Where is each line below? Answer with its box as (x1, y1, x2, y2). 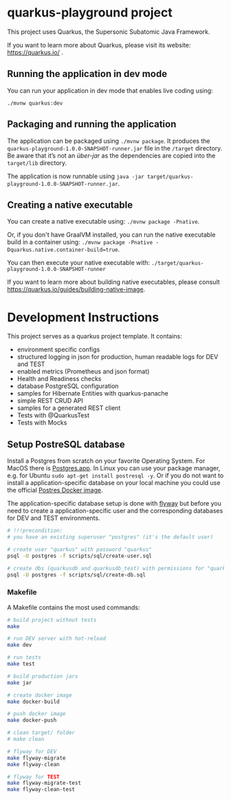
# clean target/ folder (7, 729, 76, 737)
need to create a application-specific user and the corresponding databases (7, 507, 223, 515)
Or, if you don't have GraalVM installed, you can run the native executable (7, 230, 216, 239)
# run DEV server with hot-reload (7, 635, 107, 642)
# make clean (7, 736, 45, 743)
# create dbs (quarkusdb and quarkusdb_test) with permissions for (7, 565, 205, 572)
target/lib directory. (7, 158, 67, 166)
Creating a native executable (7, 199, 133, 210)
